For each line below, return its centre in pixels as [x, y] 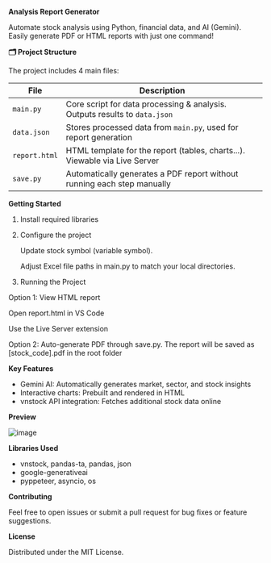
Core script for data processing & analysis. [146, 104]
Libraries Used [33, 448]
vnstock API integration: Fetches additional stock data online [121, 401]
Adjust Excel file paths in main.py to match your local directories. [127, 266]
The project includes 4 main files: [64, 71]
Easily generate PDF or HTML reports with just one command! [111, 36]
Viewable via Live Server [113, 161]
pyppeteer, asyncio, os [58, 481]
